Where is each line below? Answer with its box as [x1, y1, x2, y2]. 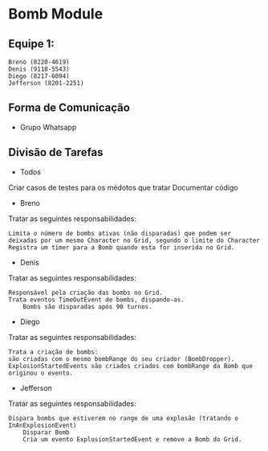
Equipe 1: [8, 37, 55, 51]
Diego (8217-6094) [8, 72, 70, 80]
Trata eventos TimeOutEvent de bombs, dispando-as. [8, 295, 185, 304]
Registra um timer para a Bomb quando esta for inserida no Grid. [8, 243, 235, 252]
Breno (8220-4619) [8, 58, 70, 66]
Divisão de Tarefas [8, 146, 104, 159]
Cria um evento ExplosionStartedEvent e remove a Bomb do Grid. [22, 435, 242, 443]
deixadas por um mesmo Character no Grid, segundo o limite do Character [8, 236, 261, 244]
